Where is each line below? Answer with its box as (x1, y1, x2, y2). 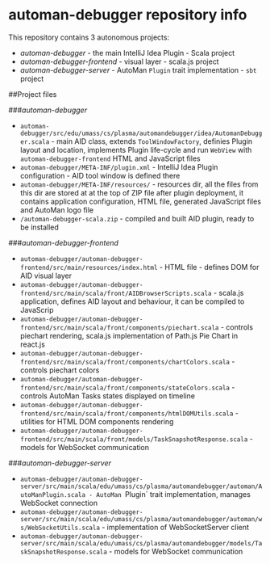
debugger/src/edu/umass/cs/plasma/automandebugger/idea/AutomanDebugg (19, 129, 263, 137)
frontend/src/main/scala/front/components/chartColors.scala (19, 358, 231, 366)
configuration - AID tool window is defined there (19, 170, 181, 180)
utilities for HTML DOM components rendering (19, 416, 174, 426)
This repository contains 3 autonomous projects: (8, 32, 170, 42)
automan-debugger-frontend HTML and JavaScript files (19, 154, 201, 163)
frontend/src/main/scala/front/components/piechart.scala (19, 323, 219, 332)
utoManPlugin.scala (19, 490, 86, 499)
